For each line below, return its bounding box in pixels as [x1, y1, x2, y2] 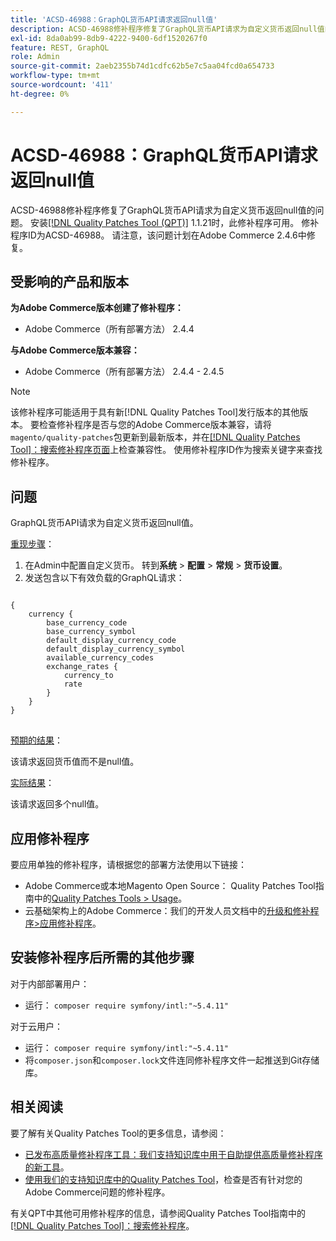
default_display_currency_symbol [46, 644, 186, 655]
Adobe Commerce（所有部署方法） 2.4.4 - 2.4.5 [24, 366, 225, 378]
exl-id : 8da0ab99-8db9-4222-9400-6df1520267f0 [10, 33, 208, 43]
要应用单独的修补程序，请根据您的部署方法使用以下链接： [10, 859, 247, 870]
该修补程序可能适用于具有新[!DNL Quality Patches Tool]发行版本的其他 [10, 406, 300, 418]
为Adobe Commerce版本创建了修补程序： [10, 302, 184, 314]
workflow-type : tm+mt [10, 71, 101, 81]
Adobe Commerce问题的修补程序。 [24, 1186, 171, 1198]
